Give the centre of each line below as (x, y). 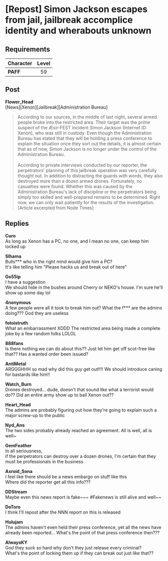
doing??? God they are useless (37, 313)
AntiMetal (16, 364)
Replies (17, 224)
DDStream (16, 492)
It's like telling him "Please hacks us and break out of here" (66, 267)
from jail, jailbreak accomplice (69, 20)
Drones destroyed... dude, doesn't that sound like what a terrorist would (79, 389)
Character (20, 63)
